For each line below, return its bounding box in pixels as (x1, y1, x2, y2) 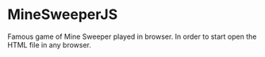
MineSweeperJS (7, 6, 118, 24)
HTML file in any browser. (7, 40, 92, 49)
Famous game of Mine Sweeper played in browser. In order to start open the (7, 32, 257, 41)
